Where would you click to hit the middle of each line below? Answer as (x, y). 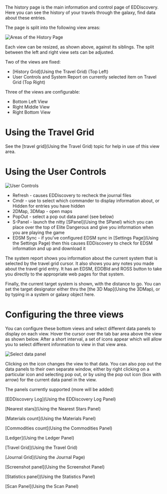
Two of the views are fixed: (33, 62)
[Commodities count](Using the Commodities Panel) (59, 428)
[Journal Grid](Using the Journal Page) (45, 457)
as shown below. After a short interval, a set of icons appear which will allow (83, 339)
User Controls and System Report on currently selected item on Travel (84, 77)
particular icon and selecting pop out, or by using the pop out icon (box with (83, 374)
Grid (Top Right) (29, 82)
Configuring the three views (64, 315)
